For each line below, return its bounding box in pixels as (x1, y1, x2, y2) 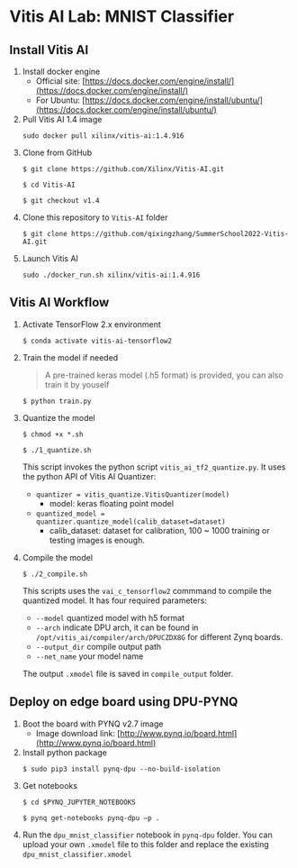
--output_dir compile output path (35, 641, 162, 652)
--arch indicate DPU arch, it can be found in (35, 622, 199, 633)
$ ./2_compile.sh (22, 570, 88, 579)
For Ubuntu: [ (35, 95, 85, 105)
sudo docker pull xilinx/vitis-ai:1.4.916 (22, 132, 184, 141)
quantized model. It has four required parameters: (22, 595, 207, 606)
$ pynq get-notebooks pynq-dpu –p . (22, 813, 160, 822)
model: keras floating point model (49, 498, 174, 508)
